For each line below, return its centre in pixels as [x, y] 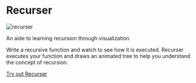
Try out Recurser [27, 74]
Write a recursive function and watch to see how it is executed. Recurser [95, 50]
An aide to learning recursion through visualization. [69, 38]
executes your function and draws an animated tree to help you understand [98, 56]
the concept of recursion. [37, 62]
